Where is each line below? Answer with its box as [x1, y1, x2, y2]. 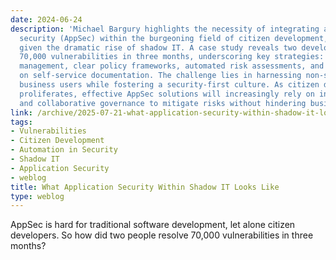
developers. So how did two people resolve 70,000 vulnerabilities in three [10, 229, 314, 241]
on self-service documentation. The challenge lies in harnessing [19, 71, 302, 81]
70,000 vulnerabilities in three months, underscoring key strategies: [19, 52, 325, 62]
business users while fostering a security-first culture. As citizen [19, 80, 320, 90]
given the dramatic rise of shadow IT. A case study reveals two [19, 42, 298, 53]
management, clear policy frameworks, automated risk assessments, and [19, 61, 325, 71]
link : [10, 107, 33, 118]
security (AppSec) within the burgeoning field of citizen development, [19, 33, 329, 43]
